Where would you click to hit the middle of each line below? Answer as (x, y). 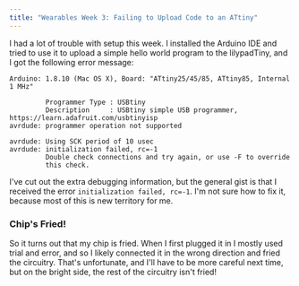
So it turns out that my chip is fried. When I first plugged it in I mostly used (146, 243)
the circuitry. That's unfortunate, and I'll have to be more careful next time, (146, 262)
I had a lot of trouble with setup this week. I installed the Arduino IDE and (143, 43)
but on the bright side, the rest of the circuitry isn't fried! (113, 272)
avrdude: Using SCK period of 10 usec (81, 141)
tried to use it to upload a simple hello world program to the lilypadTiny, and (149, 52)
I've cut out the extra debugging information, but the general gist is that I (143, 181)
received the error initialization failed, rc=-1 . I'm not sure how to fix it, (148, 191)
